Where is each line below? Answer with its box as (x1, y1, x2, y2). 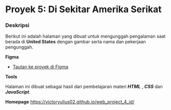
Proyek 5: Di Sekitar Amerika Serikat (5, 4, 162, 15)
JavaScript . (5, 89, 31, 95)
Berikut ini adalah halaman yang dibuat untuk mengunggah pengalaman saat (5, 33, 166, 39)
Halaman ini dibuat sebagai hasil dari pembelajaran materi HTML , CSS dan (5, 84, 163, 90)
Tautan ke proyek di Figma (12, 64, 69, 70)
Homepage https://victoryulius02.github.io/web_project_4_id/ (5, 99, 135, 105)
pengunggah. (5, 44, 34, 50)
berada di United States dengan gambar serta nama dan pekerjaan (5, 39, 146, 45)
